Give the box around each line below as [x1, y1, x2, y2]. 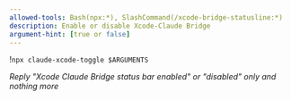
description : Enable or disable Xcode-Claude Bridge [9, 21, 211, 30]
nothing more [9, 81, 59, 92]
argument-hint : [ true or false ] [9, 29, 130, 38]
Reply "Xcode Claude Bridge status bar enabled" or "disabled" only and [9, 71, 277, 82]
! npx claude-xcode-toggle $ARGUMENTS [9, 54, 149, 65]
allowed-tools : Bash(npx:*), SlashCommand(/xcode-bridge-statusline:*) [9, 12, 283, 22]
